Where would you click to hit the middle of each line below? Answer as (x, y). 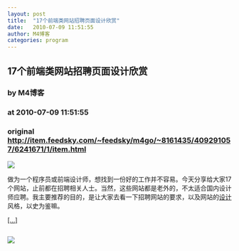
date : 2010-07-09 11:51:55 (51, 27)
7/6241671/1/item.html (47, 149)
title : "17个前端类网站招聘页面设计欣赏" (64, 21)
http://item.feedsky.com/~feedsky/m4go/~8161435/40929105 (119, 141)
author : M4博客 (29, 34)
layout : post (27, 14)
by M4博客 (26, 93)
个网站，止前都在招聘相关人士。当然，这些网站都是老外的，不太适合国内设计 (119, 188)
